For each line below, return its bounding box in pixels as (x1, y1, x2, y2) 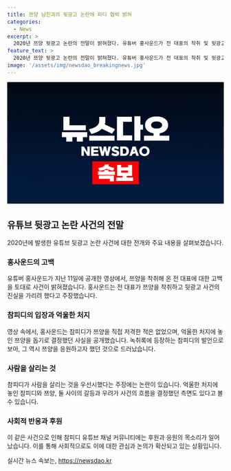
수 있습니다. (7, 397, 39, 406)
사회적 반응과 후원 (7, 416, 63, 426)
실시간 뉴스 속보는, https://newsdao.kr (7, 457, 112, 465)
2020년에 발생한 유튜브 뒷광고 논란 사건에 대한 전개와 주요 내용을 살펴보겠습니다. (7, 239, 224, 247)
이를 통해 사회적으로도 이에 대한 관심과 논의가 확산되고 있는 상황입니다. (32, 442, 222, 450)
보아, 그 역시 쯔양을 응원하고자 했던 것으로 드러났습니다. (7, 344, 156, 353)
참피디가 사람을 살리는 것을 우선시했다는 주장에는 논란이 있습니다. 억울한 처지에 (7, 380, 219, 388)
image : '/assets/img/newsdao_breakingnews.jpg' (7, 62, 146, 69)
